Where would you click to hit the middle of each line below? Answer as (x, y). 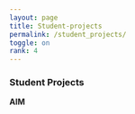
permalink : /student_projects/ (68, 34)
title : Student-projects (56, 26)
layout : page (34, 18)
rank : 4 (24, 51)
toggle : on (30, 43)
